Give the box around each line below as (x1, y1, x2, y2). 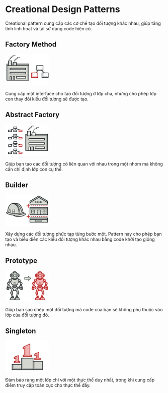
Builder (5, 181, 29, 189)
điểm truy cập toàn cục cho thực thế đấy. (5, 382, 91, 388)
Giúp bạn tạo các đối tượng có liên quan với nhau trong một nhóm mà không (5, 160, 163, 167)
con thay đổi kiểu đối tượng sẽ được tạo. (5, 96, 89, 102)
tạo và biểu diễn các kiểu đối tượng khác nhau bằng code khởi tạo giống (5, 236, 155, 243)
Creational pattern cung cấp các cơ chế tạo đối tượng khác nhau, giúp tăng (5, 20, 161, 26)
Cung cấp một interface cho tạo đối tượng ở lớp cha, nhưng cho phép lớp (5, 90, 157, 96)
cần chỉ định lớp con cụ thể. (5, 166, 63, 172)
